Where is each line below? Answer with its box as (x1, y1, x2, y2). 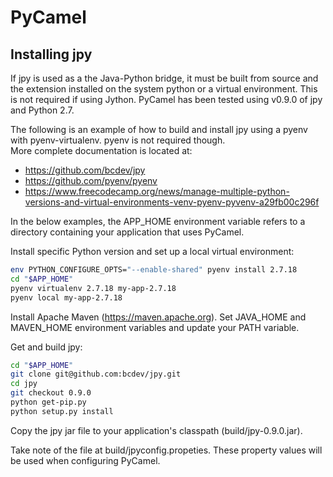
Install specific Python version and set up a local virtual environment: (10, 246, 295, 257)
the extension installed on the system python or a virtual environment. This (10, 83, 318, 95)
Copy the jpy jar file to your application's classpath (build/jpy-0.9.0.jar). (10, 424, 303, 436)
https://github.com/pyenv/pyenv (24, 175, 158, 186)
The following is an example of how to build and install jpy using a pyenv (10, 124, 308, 135)
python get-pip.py (10, 397, 87, 407)
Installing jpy (10, 46, 93, 63)
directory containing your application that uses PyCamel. (10, 226, 245, 238)
